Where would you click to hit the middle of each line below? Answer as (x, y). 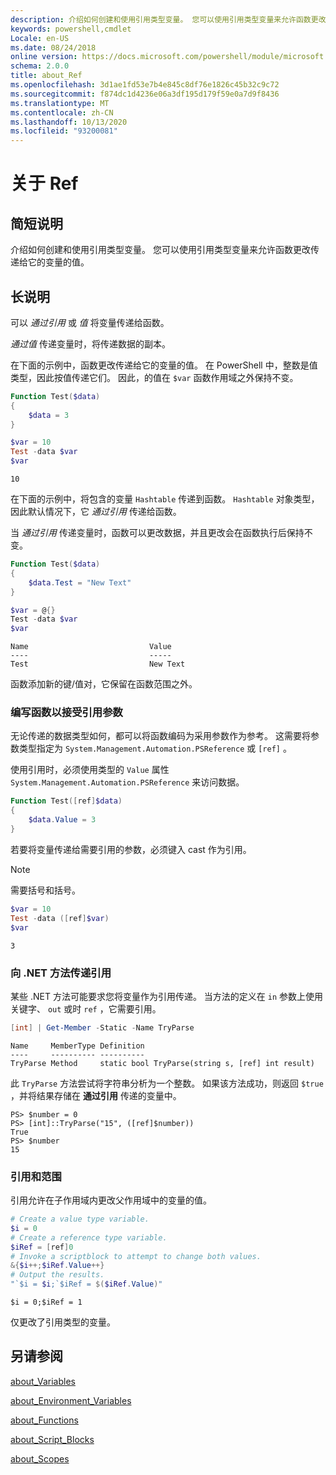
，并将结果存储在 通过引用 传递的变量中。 (96, 1095)
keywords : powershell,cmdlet (71, 29)
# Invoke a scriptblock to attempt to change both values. (136, 1256)
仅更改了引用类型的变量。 (63, 1322)
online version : (44, 57)
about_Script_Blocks (52, 1439)
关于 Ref (44, 183)
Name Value (91, 647)
